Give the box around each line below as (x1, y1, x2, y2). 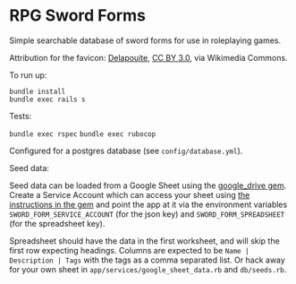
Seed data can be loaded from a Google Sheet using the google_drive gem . (9, 180, 287, 191)
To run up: (9, 69, 47, 81)
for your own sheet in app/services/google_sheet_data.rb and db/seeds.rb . (9, 263, 287, 274)
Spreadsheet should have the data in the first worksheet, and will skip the (9, 235, 280, 246)
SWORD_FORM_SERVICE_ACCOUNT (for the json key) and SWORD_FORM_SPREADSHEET (9, 208, 285, 219)
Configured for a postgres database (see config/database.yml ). (9, 145, 243, 156)
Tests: (9, 110, 32, 121)
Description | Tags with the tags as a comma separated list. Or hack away (9, 254, 286, 265)
